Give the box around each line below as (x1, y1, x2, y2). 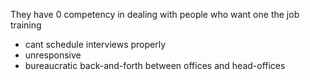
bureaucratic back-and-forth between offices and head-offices (24, 60, 286, 71)
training (10, 19, 42, 31)
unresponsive (24, 49, 82, 61)
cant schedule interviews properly (24, 39, 167, 50)
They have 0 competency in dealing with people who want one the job (10, 9, 300, 20)
